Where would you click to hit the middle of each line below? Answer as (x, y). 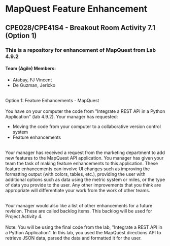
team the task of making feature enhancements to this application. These (82, 163)
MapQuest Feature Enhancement (76, 9)
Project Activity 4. (24, 216)
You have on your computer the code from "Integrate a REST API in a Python (85, 111)
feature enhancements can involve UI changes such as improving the (78, 169)
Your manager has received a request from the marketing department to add (85, 152)
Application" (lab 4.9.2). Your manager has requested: (62, 116)
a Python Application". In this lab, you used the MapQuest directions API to (83, 232)
